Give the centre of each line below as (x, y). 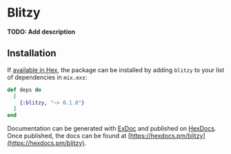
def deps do (24, 90)
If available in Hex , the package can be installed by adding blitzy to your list (116, 69)
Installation (32, 53)
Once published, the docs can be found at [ (69, 136)
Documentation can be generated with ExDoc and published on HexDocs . (112, 129)
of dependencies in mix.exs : (47, 77)
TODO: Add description (41, 32)
